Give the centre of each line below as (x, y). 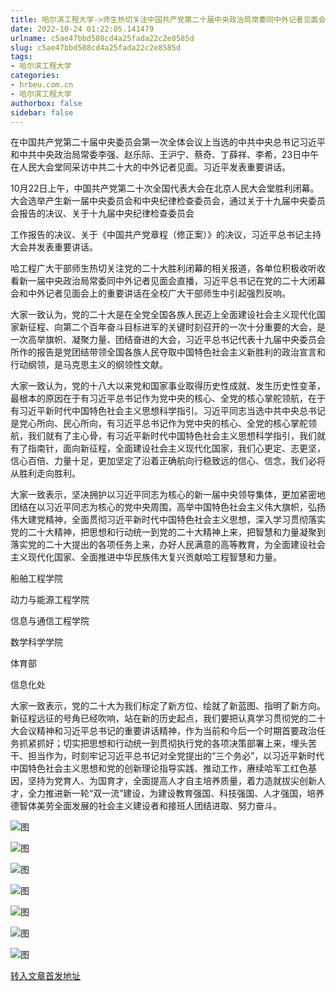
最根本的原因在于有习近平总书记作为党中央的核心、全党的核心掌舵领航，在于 (168, 398)
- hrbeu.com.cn (42, 85)
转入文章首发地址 (45, 976)
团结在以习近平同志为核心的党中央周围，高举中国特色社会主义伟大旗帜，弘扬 (168, 507)
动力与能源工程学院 (50, 600)
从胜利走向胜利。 (45, 473)
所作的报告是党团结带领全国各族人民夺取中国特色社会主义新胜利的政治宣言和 (168, 352)
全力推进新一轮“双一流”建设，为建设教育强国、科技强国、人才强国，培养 (176, 793)
